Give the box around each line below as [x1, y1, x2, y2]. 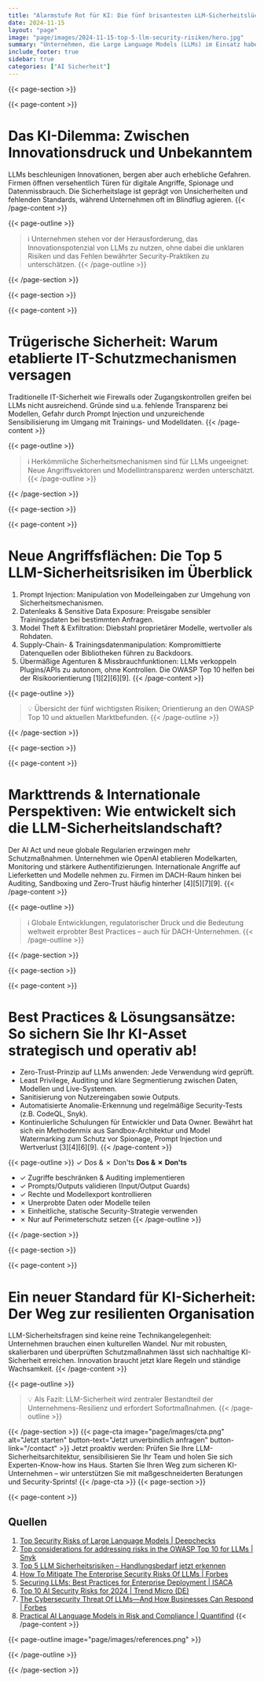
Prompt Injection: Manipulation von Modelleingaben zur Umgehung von [19, 589, 251, 599]
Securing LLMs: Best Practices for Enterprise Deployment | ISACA [19, 1577, 233, 1588]
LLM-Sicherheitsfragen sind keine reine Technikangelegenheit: [8, 1331, 212, 1340]
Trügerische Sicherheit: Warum [8, 332, 218, 351]
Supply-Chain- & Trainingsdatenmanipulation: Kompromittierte [19, 640, 222, 649]
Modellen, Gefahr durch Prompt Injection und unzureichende [8, 409, 205, 418]
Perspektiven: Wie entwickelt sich [8, 802, 236, 820]
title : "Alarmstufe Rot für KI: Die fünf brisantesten [8, 11, 192, 20]
